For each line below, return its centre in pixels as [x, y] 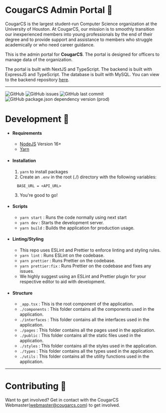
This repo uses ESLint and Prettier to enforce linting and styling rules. [90, 250]
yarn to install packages [44, 171]
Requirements [27, 133]
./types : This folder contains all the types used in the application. [87, 351]
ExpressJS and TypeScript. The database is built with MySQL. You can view [82, 74]
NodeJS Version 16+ [41, 144]
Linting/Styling [28, 239]
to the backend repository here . [37, 80]
